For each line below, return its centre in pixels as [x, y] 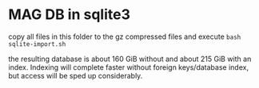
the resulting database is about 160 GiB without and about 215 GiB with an [130, 59]
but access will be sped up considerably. [76, 75]
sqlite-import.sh [37, 44]
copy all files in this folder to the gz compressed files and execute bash [125, 36]
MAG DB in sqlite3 [69, 15]
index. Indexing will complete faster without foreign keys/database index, [129, 67]
